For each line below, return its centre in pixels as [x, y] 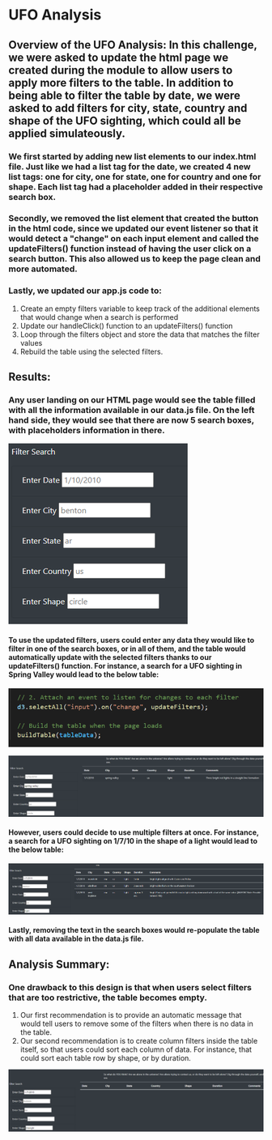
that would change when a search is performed [99, 317]
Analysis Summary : [59, 964]
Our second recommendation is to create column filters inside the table [139, 1041]
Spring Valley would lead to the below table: [84, 674]
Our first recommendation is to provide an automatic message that [131, 1015]
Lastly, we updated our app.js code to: [85, 291]
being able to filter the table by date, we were [125, 95]
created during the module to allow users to [121, 70]
